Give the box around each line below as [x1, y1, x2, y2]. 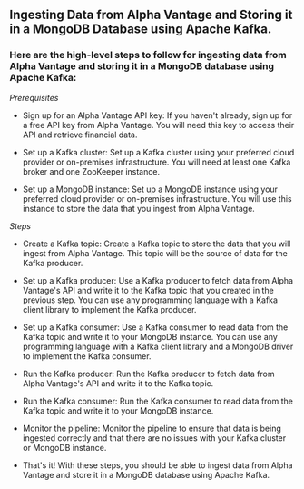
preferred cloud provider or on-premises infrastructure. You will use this [22, 193, 292, 204]
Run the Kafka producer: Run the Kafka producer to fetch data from [22, 368, 275, 379]
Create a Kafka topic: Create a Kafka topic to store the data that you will [22, 238, 291, 249]
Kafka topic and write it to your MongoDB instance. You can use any [22, 331, 279, 342]
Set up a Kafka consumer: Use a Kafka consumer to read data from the [22, 322, 289, 333]
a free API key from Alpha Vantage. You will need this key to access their [22, 119, 295, 130]
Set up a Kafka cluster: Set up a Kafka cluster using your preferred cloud [22, 146, 295, 157]
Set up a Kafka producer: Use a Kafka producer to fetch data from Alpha [22, 274, 293, 285]
